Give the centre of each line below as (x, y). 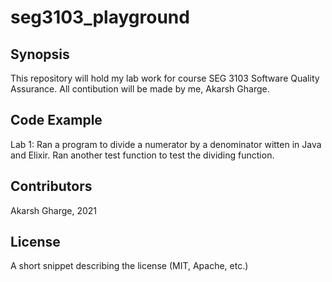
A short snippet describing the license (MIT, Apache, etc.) (129, 266)
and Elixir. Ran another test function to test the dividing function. (142, 155)
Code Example (56, 120)
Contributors (51, 186)
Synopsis (40, 54)
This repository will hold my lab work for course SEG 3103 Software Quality (165, 78)
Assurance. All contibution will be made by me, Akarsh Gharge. (140, 89)
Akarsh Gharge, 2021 (54, 210)
